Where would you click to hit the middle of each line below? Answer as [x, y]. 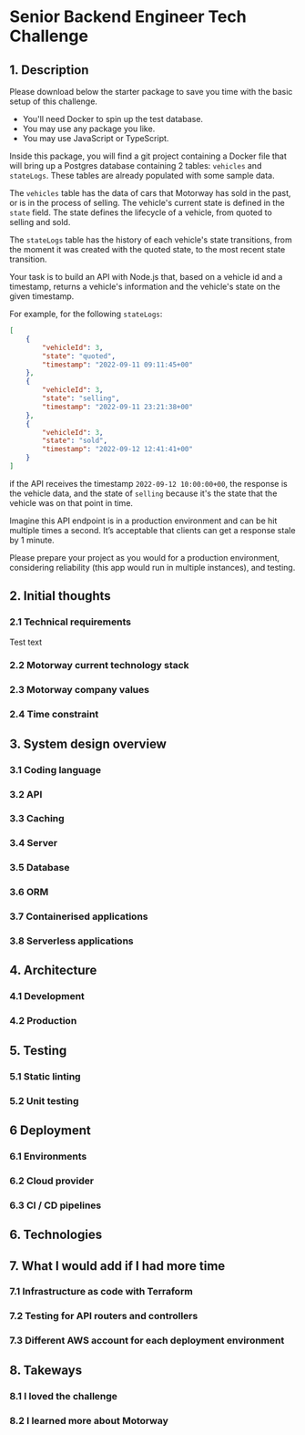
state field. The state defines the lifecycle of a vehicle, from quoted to [141, 212]
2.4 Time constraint [54, 715]
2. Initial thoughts [60, 596]
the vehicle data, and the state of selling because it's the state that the [143, 493]
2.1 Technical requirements [71, 622]
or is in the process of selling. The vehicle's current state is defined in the [147, 203]
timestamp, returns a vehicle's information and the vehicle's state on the [145, 286]
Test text [26, 642]
